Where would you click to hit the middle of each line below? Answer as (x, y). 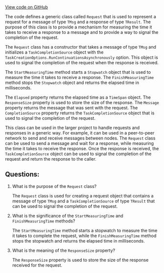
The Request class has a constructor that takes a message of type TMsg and (81, 47)
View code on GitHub (26, 7)
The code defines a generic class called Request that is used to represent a (81, 16)
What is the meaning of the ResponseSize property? (64, 250)
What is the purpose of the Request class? (54, 186)
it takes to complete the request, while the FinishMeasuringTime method (84, 236)
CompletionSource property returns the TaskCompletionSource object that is (80, 113)
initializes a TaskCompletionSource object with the (54, 52)
